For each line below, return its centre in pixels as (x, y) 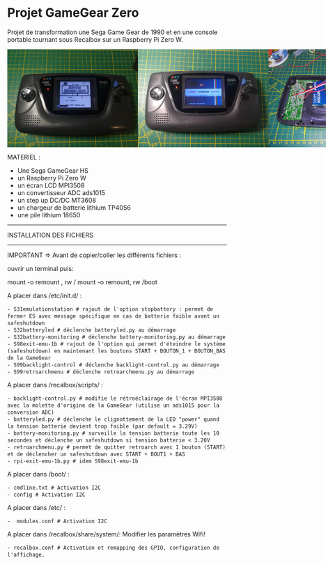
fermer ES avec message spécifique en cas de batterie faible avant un (113, 316)
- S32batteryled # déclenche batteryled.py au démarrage (92, 330)
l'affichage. (26, 555)
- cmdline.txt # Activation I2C (54, 488)
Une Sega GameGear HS (53, 170)
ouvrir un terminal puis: (40, 268)
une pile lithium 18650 (49, 215)
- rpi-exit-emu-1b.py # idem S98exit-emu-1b (73, 461)
